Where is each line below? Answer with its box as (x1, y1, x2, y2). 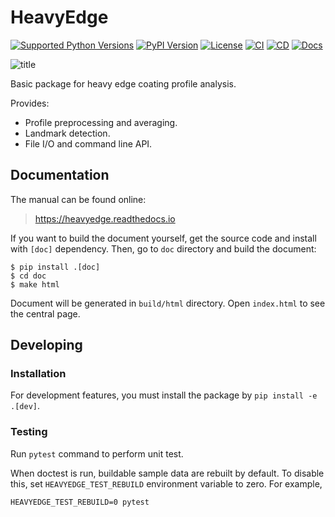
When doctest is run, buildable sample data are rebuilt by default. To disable (10, 467, 325, 479)
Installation (10, 367, 67, 381)
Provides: (10, 97, 50, 109)
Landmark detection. (24, 127, 111, 139)
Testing (10, 425, 48, 439)
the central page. (10, 307, 81, 320)
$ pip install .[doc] (10, 262, 101, 272)
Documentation (10, 167, 110, 184)
